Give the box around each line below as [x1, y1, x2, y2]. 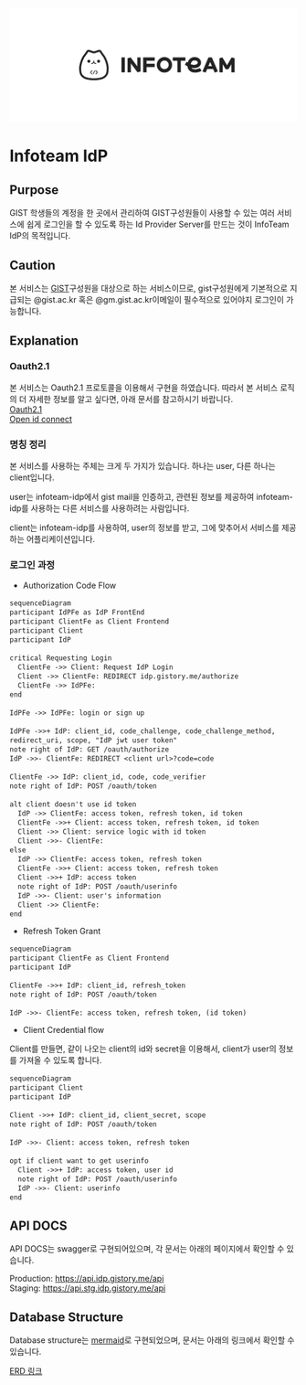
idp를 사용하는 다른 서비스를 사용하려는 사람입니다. [9, 503, 190, 514]
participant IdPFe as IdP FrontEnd [9, 608, 145, 617]
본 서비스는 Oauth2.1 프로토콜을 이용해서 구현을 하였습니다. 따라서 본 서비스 [9, 382, 279, 393]
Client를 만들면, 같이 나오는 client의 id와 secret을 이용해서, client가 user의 [9, 1043, 277, 1054]
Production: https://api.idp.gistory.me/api [9, 1273, 164, 1284]
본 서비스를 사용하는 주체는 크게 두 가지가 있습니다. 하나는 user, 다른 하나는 [9, 461, 277, 472]
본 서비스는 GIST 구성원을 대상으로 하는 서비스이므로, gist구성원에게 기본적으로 [9, 282, 288, 294]
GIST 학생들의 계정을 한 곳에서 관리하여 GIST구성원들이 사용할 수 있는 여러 [9, 208, 276, 218]
